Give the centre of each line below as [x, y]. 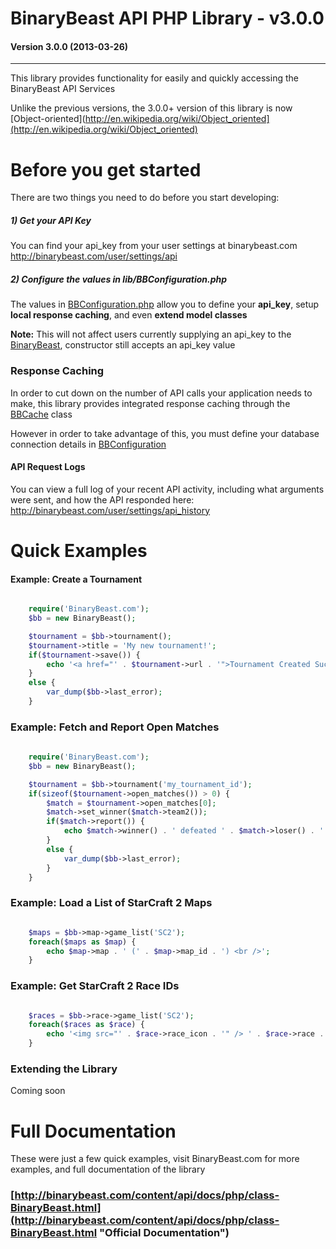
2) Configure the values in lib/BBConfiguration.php [119, 279]
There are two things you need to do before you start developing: [145, 198]
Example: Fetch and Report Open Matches [115, 727]
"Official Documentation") [164, 1233]
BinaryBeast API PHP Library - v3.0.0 [167, 18]
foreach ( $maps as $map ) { [82, 942]
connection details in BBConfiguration [88, 444]
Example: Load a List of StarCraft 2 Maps [111, 903]
